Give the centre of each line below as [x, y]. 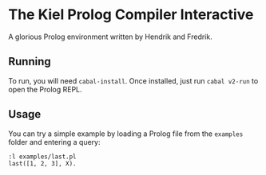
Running [30, 62]
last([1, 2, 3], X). [43, 163]
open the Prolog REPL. [45, 89]
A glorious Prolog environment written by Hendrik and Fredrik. [111, 37]
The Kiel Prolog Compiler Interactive [131, 15]
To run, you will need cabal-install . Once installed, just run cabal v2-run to [133, 80]
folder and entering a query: [54, 142]
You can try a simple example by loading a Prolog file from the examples [126, 134]
